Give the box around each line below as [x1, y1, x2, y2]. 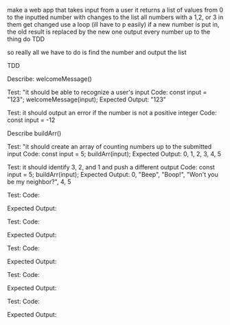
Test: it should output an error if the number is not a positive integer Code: [7, 109, 218, 117]
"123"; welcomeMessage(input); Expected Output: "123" [7, 95, 167, 104]
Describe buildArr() [7, 130, 62, 137]
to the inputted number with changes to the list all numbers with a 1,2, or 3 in [7, 13, 224, 21]
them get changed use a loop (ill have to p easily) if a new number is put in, [7, 21, 220, 28]
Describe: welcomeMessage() [7, 75, 93, 83]
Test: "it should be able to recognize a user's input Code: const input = [7, 88, 207, 96]
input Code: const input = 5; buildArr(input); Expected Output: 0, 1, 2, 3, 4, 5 [7, 150, 222, 158]
